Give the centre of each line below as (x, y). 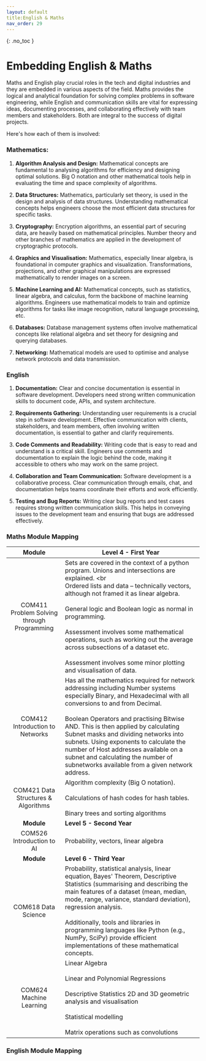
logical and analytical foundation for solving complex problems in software (101, 96)
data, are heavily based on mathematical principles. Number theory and (106, 233)
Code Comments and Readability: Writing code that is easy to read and (106, 444)
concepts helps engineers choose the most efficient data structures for (105, 208)
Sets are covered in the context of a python (127, 563)
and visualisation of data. (101, 671)
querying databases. (41, 340)
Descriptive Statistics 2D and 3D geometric (127, 994)
